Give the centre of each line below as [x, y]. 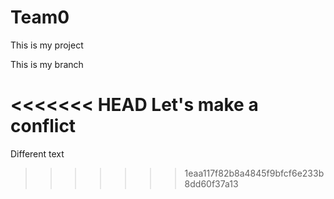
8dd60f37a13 [211, 183]
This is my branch [47, 64]
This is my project [47, 45]
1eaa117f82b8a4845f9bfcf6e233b [254, 173]
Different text [37, 153]
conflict [43, 126]
